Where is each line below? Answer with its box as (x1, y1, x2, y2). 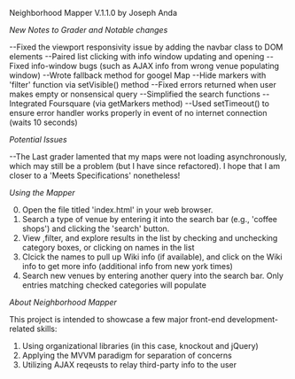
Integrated (9, 98, 47, 109)
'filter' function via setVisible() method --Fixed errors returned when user (9, 80, 276, 89)
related (9, 323, 35, 334)
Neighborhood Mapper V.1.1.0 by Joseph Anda (9, 8, 178, 18)
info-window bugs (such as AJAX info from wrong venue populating (30, 61, 280, 71)
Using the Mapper (9, 188, 75, 197)
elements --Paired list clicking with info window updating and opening (9, 51, 265, 61)
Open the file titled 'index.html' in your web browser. (21, 205, 213, 215)
